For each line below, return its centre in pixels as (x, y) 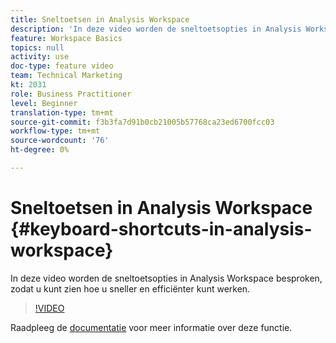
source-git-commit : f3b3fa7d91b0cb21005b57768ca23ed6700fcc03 (142, 122)
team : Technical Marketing (66, 76)
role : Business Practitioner (71, 94)
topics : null (37, 47)
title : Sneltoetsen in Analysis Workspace (100, 19)
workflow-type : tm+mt (55, 131)
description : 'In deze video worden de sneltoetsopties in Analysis (156, 29)
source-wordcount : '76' (60, 141)
